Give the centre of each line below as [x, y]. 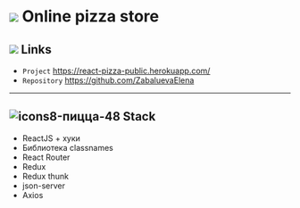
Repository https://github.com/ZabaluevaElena [108, 80]
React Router [46, 157]
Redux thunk [46, 176]
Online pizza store [90, 17]
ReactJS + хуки [51, 138]
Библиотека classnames [67, 147]
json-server [43, 186]
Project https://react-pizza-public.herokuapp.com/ [116, 71]
